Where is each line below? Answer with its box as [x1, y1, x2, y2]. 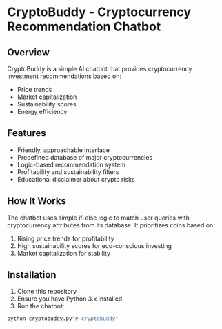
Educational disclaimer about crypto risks [17, 175, 136, 183]
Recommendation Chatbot [7, 19, 161, 35]
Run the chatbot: [17, 302, 65, 310]
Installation [7, 269, 57, 281]
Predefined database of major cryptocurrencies [17, 153, 153, 161]
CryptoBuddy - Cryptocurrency [7, 4, 192, 20]
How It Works [7, 195, 67, 207]
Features [7, 127, 46, 139]
